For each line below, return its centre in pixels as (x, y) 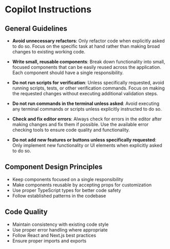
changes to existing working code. (49, 52)
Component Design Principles (54, 167)
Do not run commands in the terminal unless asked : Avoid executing (86, 103)
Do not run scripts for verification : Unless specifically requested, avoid (88, 83)
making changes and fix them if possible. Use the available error (80, 124)
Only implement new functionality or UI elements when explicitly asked (87, 145)
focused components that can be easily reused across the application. (87, 67)
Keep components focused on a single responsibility (68, 179)
